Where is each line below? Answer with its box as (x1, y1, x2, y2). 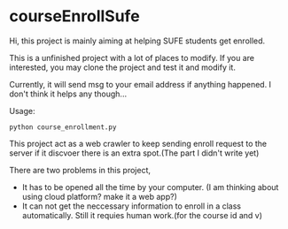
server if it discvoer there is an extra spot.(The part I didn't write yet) (9, 148, 260, 158)
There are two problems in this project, (9, 164, 152, 175)
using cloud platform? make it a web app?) (21, 191, 177, 202)
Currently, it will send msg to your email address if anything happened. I (9, 79, 272, 89)
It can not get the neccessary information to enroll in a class (21, 201, 242, 211)
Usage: (9, 105, 35, 116)
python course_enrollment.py (9, 122, 117, 132)
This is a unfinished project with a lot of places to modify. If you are (9, 52, 255, 63)
